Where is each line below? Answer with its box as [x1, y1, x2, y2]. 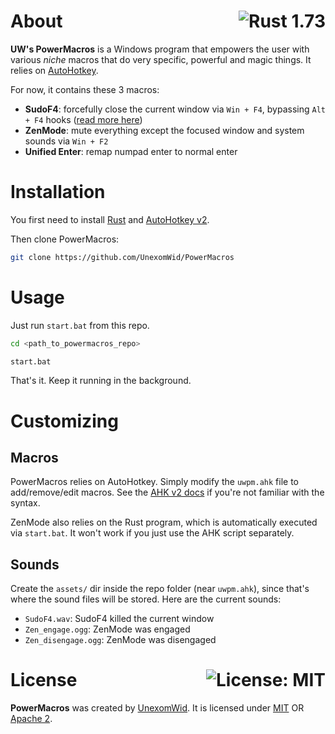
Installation [10, 181, 106, 204]
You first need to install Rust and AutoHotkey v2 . [10, 213, 210, 225]
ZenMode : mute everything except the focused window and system [24, 124, 305, 136]
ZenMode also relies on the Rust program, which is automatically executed [10, 516, 318, 529]
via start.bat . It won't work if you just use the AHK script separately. [10, 527, 295, 539]
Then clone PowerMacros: [10, 233, 120, 245]
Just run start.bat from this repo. [10, 319, 150, 331]
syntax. [10, 497, 41, 509]
